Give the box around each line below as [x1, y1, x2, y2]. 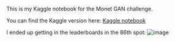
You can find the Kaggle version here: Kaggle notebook [6, 17, 146, 24]
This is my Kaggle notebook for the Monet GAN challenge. [6, 5, 153, 12]
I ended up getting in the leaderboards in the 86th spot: [6, 29, 146, 36]
